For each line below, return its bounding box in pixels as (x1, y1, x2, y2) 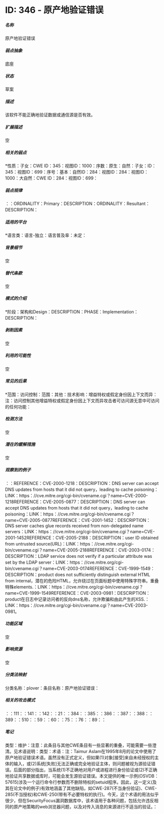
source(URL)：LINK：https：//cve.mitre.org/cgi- (36, 541, 134, 546)
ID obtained (135, 535, 159, 541)
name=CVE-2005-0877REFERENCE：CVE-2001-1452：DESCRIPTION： (5, 517, 151, 523)
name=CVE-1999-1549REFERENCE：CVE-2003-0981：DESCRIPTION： (5, 590, 151, 596)
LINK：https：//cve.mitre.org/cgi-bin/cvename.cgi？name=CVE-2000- (5, 492, 148, 498)
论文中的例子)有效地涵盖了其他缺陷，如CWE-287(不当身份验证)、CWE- (13, 785, 157, 791)
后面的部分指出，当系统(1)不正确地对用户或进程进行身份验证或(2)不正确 (13, 767, 158, 773)
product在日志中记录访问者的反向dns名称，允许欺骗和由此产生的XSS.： (5, 596, 150, 602)
